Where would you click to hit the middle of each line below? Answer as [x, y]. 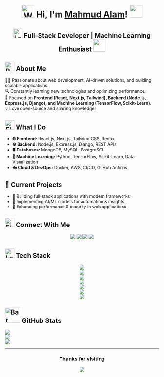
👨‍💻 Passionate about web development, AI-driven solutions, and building [78, 80]
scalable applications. [27, 86]
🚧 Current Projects [34, 184]
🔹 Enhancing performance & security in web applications [69, 207]
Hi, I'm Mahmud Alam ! [82, 14]
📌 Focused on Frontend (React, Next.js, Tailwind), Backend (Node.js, [76, 98]
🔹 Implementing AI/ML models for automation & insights [68, 202]
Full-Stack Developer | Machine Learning [87, 35]
